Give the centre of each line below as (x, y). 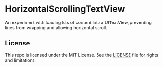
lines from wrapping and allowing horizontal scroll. (56, 27)
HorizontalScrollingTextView (65, 9)
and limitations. (20, 60)
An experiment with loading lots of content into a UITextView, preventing (78, 22)
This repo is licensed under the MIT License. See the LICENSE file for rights (82, 55)
